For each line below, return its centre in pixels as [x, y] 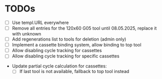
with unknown [26, 34]
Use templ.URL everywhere [40, 22]
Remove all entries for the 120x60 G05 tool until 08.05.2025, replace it [84, 28]
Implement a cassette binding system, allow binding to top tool [76, 45]
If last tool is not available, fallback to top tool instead [74, 71]
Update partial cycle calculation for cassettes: [59, 66]
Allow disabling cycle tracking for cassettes [57, 50]
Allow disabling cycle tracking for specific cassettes [66, 56]
